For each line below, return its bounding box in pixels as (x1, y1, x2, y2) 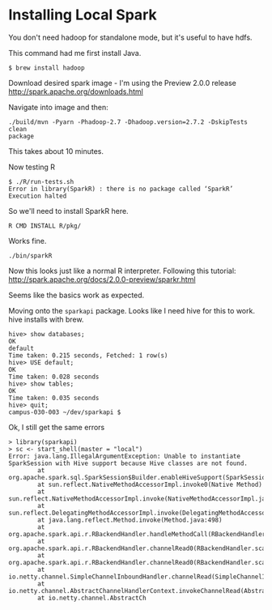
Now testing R (8, 162, 55, 172)
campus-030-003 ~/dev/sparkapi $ (8, 407, 121, 416)
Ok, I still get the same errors (8, 422, 105, 432)
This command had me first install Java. (8, 48, 142, 58)
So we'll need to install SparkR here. (8, 206, 129, 215)
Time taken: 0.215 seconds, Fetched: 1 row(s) (8, 351, 168, 360)
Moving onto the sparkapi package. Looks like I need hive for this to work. (8, 305, 255, 315)
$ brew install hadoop (8, 63, 85, 72)
